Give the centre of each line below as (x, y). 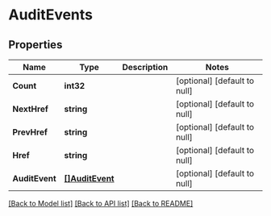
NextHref (30, 109)
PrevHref (30, 132)
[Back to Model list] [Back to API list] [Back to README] (101, 204)
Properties (35, 45)
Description (145, 67)
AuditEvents (51, 15)
